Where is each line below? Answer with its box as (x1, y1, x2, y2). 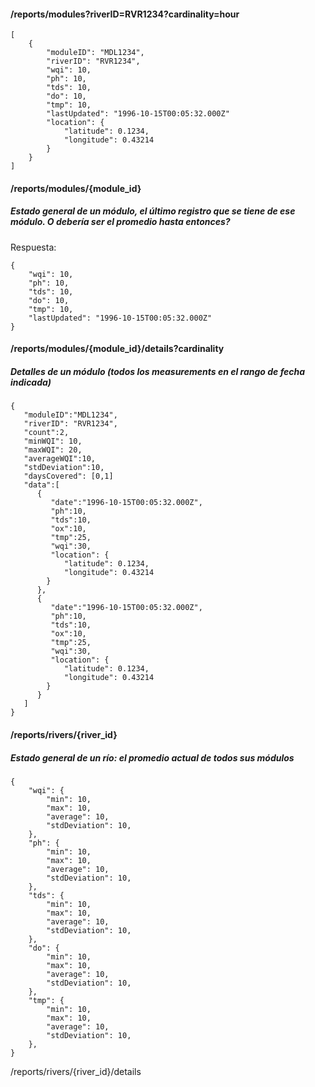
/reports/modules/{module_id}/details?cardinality (10, 343, 225, 355)
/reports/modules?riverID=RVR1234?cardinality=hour (10, 8, 240, 20)
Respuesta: (10, 241, 57, 253)
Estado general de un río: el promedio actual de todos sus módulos (10, 751, 295, 764)
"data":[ (23, 480, 60, 490)
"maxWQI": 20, (23, 445, 83, 455)
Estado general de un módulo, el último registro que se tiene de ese (10, 205, 296, 217)
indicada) (10, 376, 52, 388)
